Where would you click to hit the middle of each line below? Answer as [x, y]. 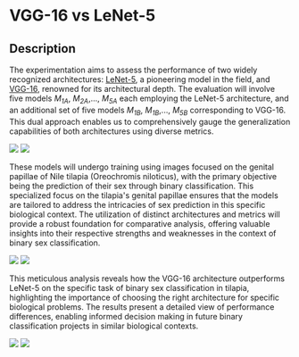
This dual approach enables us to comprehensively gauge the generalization [150, 121]
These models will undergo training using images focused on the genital [142, 167]
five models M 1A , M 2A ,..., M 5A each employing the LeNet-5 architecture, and [149, 99]
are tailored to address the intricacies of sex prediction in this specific [137, 204]
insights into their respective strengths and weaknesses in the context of [143, 233]
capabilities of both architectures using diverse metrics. [112, 131]
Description [42, 49]
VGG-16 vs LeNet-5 [83, 16]
